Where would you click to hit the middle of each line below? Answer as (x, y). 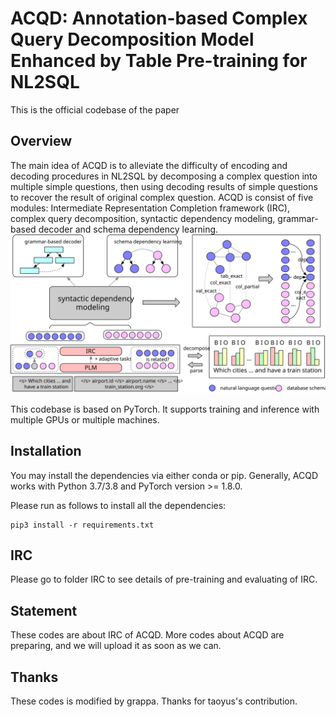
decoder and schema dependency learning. (128, 229)
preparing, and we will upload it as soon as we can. (116, 646)
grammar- (298, 218)
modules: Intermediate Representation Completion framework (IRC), (150, 208)
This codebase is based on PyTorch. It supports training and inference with (165, 409)
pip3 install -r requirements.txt (82, 525)
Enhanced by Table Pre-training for (159, 61)
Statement (44, 610)
